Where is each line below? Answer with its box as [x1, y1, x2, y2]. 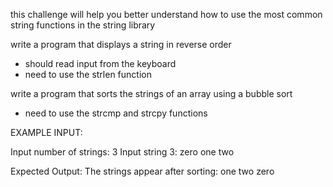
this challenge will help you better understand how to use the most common [10, 9, 323, 20]
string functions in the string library [10, 19, 156, 31]
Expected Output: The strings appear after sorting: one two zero [10, 165, 275, 177]
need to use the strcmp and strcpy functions [24, 107, 208, 119]
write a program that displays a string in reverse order [10, 39, 232, 50]
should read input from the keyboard [24, 58, 177, 69]
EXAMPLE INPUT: [10, 127, 83, 138]
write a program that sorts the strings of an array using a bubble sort [10, 88, 293, 99]
